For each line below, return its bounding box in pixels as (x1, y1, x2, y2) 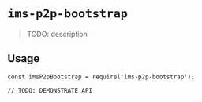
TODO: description (26, 29, 88, 38)
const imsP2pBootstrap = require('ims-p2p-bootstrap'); (7, 73, 195, 81)
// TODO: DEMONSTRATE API (7, 86, 92, 94)
